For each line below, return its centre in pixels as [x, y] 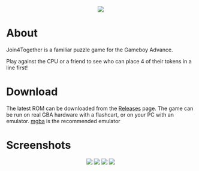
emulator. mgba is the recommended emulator [64, 121]
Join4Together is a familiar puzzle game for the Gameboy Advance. [90, 50]
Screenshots [39, 145]
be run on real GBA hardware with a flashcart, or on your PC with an [90, 114]
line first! [17, 68]
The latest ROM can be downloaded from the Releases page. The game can [100, 108]
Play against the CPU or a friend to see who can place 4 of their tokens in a [99, 61]
